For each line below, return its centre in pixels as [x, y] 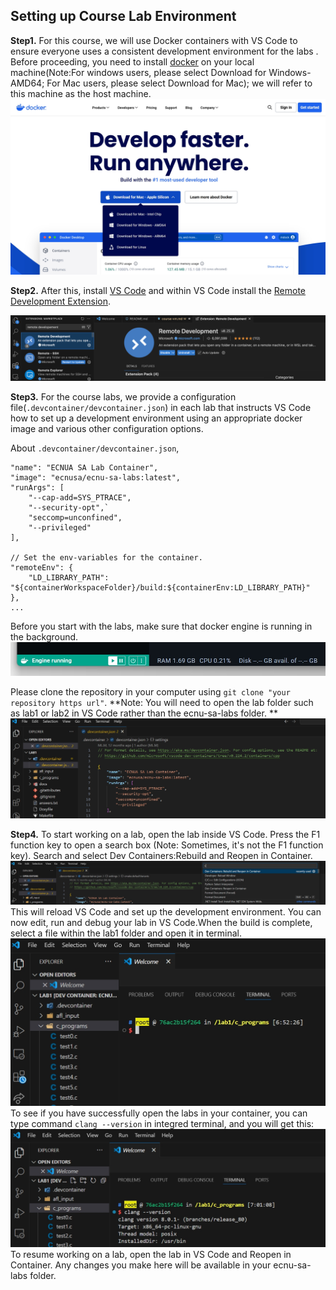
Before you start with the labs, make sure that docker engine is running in [161, 626]
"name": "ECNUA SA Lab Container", [84, 467]
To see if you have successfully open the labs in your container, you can [159, 1113]
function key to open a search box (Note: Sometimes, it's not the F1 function [167, 845]
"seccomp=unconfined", [75, 517]
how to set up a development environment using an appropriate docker [156, 418]
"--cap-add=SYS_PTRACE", [80, 497]
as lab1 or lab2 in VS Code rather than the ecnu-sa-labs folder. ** [144, 713]
